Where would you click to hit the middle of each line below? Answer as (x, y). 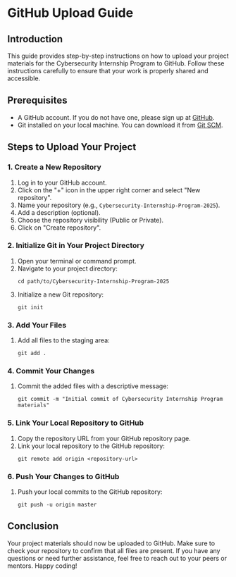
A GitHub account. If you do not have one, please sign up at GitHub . (116, 117)
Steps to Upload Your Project (72, 147)
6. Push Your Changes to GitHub (63, 476)
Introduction (35, 39)
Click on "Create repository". (59, 228)
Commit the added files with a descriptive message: (93, 386)
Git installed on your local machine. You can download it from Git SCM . (120, 125)
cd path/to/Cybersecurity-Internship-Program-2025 (93, 281)
